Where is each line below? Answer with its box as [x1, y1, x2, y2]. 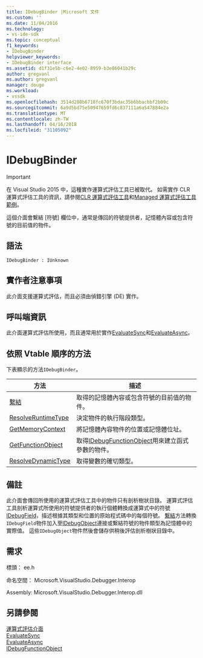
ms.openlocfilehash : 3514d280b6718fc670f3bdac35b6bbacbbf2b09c [6, 99, 169, 105]
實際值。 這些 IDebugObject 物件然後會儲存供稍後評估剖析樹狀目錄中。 [6, 527, 178, 534]
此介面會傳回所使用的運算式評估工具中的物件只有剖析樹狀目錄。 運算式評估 [6, 497, 193, 503]
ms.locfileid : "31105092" [6, 127, 71, 133]
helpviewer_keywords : [6, 54, 61, 60]
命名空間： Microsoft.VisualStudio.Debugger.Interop [6, 576, 136, 583]
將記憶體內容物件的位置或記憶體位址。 [76, 425, 185, 434]
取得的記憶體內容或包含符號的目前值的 [76, 393, 185, 402]
